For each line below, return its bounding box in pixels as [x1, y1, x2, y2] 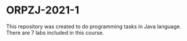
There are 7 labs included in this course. [6, 29, 104, 36]
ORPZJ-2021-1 [6, 4, 79, 17]
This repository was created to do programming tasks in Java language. [6, 23, 182, 30]
